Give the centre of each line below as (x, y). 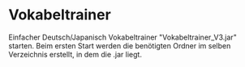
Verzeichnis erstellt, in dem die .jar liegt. (75, 54)
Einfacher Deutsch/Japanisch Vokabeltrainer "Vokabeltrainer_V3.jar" (122, 37)
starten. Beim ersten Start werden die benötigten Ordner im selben (120, 45)
